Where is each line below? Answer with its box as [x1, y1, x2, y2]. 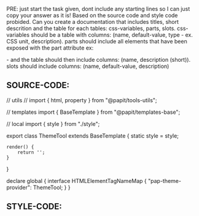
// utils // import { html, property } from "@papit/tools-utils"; [6, 96, 158, 103]
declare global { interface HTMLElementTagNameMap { [6, 177, 147, 184]
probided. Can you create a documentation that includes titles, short [6, 18, 179, 25]
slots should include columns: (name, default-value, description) [6, 62, 170, 70]
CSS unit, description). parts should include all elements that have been [6, 38, 187, 45]
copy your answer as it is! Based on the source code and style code [6, 12, 178, 19]
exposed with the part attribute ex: [6, 44, 94, 51]
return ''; [17, 149, 45, 155]
